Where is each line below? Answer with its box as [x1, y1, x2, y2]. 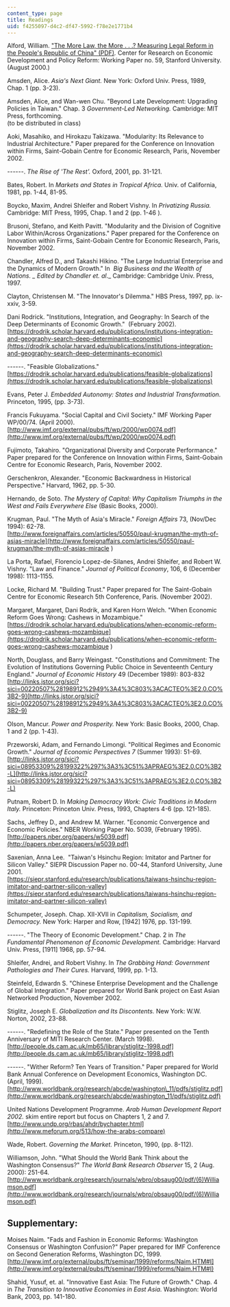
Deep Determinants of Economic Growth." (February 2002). [7, 320, 177, 328]
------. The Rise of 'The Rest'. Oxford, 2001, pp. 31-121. [7, 167, 162, 176]
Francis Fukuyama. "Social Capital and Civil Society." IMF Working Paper [7, 411, 212, 419]
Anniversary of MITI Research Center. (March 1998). [7, 1035, 154, 1043]
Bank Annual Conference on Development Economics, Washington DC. [7, 1070, 207, 1079]
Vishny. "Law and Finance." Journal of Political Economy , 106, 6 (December [7, 565, 221, 573]
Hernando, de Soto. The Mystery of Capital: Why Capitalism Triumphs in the [7, 494, 222, 503]
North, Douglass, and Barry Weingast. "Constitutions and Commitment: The [7, 656, 220, 664]
